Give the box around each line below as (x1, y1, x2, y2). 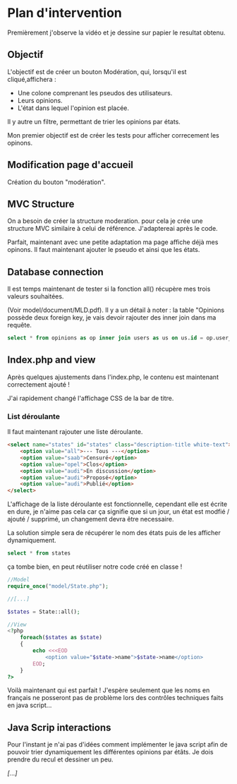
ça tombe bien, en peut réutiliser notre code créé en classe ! (7, 562, 183, 571)
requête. (7, 321, 32, 330)
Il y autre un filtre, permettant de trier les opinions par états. (7, 117, 181, 126)
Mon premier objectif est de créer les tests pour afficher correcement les (7, 131, 220, 139)
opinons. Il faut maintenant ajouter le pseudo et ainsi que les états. (7, 246, 200, 254)
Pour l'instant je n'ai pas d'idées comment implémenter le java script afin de (7, 740, 228, 749)
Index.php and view (7, 354, 96, 366)
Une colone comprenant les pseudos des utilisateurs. (17, 88, 173, 97)
